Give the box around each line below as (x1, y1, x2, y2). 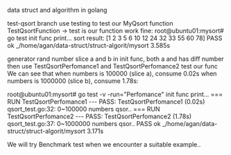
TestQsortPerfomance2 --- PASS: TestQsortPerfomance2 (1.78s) (7, 112, 192, 120)
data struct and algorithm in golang (7, 6, 108, 14)
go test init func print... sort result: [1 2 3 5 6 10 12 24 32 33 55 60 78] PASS (7, 34, 223, 42)
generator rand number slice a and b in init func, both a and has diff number (7, 55, 224, 63)
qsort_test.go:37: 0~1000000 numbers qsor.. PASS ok (7, 120, 161, 127)
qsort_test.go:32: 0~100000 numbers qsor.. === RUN (7, 105, 161, 113)
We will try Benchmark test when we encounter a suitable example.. (7, 140, 201, 148)
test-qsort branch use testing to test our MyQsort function (7, 19, 173, 27)
